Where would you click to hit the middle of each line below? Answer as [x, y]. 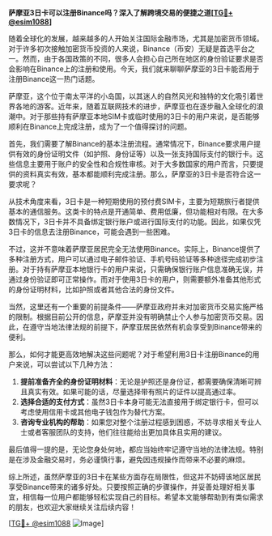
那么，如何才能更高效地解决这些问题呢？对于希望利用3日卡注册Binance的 [130, 354]
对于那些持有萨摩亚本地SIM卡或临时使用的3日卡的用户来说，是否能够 [145, 116]
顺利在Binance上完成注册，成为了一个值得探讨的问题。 [100, 126]
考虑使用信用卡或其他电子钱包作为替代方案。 [95, 412]
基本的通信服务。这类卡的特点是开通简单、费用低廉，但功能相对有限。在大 [132, 211]
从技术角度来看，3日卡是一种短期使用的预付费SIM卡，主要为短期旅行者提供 [134, 201]
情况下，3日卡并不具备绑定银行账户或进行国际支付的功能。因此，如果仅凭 [138, 221]
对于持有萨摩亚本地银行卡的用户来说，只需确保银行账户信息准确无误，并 [143, 269]
